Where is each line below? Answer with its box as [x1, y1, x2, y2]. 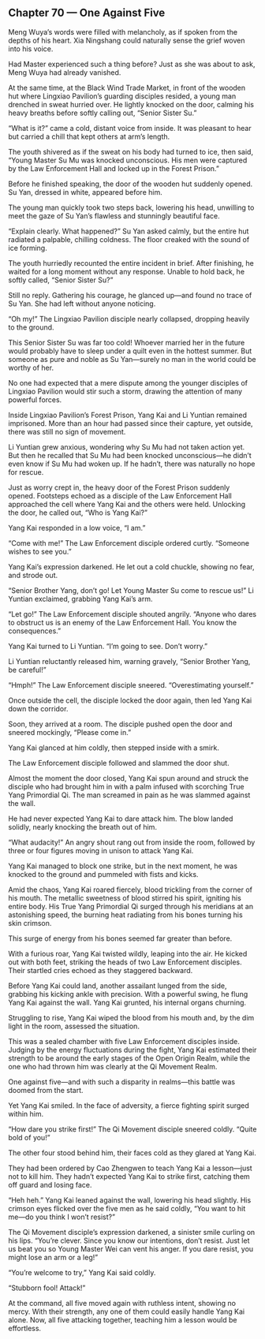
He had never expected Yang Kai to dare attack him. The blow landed [8, 814, 233, 823]
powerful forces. [8, 394, 62, 405]
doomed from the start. [8, 1085, 84, 1095]
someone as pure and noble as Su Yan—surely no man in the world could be [8, 354, 256, 364]
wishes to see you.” [8, 546, 73, 556]
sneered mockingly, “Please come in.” [8, 727, 132, 737]
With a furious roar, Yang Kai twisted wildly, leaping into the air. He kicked [8, 949, 248, 958]
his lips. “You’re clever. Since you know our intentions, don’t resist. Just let [8, 1236, 250, 1245]
